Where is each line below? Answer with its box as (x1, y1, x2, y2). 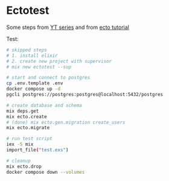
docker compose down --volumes (6, 169, 85, 175)
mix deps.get (6, 108, 39, 114)
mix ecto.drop (6, 164, 42, 170)
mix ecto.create (6, 113, 47, 119)
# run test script (6, 136, 53, 142)
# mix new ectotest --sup (6, 64, 71, 70)
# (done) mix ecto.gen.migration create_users (6, 119, 126, 125)
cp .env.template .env (6, 80, 63, 86)
